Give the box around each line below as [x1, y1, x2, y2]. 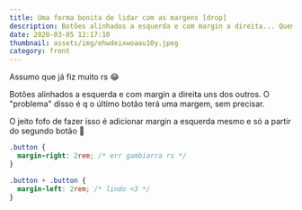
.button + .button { [9, 176, 87, 185]
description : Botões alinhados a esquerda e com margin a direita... [9, 22, 276, 31]
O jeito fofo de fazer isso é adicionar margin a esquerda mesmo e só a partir [9, 116, 292, 127]
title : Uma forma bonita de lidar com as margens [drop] [9, 13, 227, 23]
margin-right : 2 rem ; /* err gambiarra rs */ [17, 151, 187, 160]
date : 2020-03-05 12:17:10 [9, 30, 111, 39]
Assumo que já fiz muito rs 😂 [9, 71, 120, 82]
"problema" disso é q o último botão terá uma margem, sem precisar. [9, 98, 265, 109]
